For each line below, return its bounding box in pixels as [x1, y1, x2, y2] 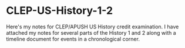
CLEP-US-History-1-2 [6, 4, 113, 17]
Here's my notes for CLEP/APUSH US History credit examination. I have [6, 23, 179, 30]
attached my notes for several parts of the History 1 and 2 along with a [6, 29, 176, 36]
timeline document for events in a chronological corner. [6, 35, 140, 42]
